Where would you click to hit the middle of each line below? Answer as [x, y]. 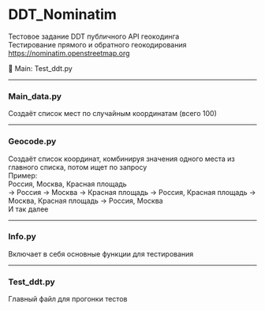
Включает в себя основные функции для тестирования [101, 253]
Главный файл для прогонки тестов [68, 299]
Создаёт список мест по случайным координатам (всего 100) [112, 114]
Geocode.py [32, 141]
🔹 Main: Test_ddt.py [40, 68]
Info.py [22, 237]
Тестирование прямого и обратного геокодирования [97, 44]
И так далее [28, 209]
